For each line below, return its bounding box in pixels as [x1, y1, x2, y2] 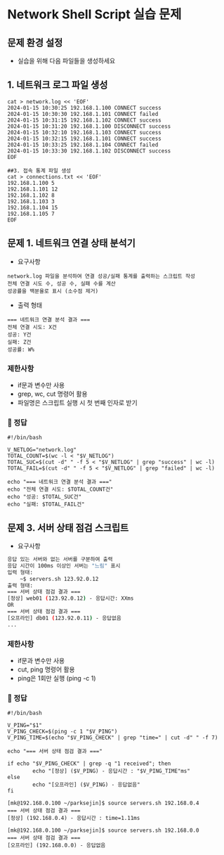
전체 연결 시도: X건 [7, 323, 58, 330]
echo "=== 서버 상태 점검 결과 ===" [7, 748, 103, 755]
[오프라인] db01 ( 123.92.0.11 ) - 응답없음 [7, 615, 121, 622]
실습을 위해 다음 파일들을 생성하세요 [17, 57, 116, 65]
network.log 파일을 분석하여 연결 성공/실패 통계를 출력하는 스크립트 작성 [7, 272, 195, 280]
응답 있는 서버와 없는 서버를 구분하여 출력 [7, 556, 113, 563]
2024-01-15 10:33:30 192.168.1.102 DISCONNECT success [7, 147, 171, 155]
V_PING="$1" [7, 722, 42, 729]
